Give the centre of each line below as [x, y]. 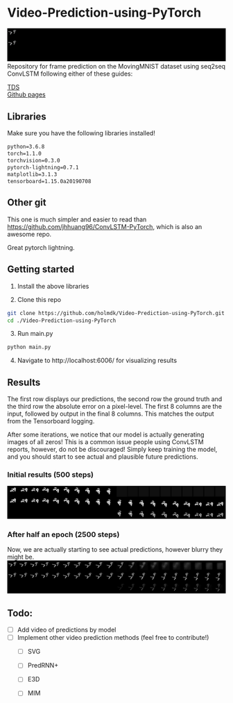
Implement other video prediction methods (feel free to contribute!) [113, 638]
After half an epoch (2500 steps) [63, 534]
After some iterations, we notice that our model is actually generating [106, 434]
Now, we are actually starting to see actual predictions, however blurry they [115, 550]
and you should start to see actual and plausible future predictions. [103, 457]
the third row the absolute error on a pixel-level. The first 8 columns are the [114, 407]
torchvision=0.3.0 [34, 161]
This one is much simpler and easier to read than [77, 219]
